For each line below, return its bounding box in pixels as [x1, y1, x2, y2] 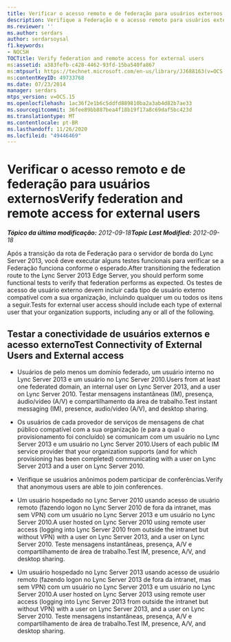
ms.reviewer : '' [7, 23, 54, 30]
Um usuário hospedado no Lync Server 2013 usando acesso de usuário [16, 568, 220, 576]
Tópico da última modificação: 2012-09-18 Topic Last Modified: [7, 228, 192, 237]
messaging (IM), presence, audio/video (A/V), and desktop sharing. [16, 405, 208, 413]
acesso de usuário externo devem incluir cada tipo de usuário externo [7, 286, 206, 294]
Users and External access [7, 349, 124, 361]
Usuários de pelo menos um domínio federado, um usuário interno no [16, 368, 214, 376]
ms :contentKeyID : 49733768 [7, 74, 85, 81]
